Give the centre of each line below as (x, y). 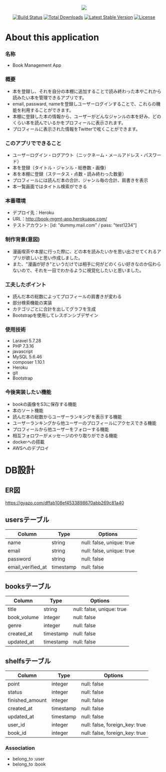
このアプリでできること (33, 143)
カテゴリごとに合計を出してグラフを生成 (54, 309)
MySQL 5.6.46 (27, 357)
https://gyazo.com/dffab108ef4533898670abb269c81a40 (65, 503)
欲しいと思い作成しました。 (54, 258)
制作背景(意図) (22, 240)
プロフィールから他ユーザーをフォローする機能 (60, 429)
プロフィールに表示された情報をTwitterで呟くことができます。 (76, 129)
